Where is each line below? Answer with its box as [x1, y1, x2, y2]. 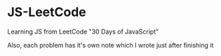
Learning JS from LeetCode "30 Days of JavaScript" [7, 27, 159, 36]
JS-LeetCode [7, 4, 86, 20]
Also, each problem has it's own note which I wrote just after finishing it [7, 41, 214, 49]
